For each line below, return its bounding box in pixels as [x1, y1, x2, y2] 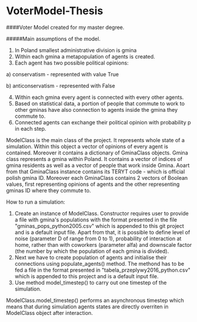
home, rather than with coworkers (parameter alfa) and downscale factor [14, 241, 192, 248]
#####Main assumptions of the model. [6, 35, 101, 42]
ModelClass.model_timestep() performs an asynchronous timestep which [6, 297, 184, 304]
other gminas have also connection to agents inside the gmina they [14, 106, 178, 113]
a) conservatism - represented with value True [6, 70, 119, 78]
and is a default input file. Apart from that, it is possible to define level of [14, 228, 191, 236]
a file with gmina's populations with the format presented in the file [14, 216, 178, 223]
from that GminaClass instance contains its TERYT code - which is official [6, 168, 185, 175]
